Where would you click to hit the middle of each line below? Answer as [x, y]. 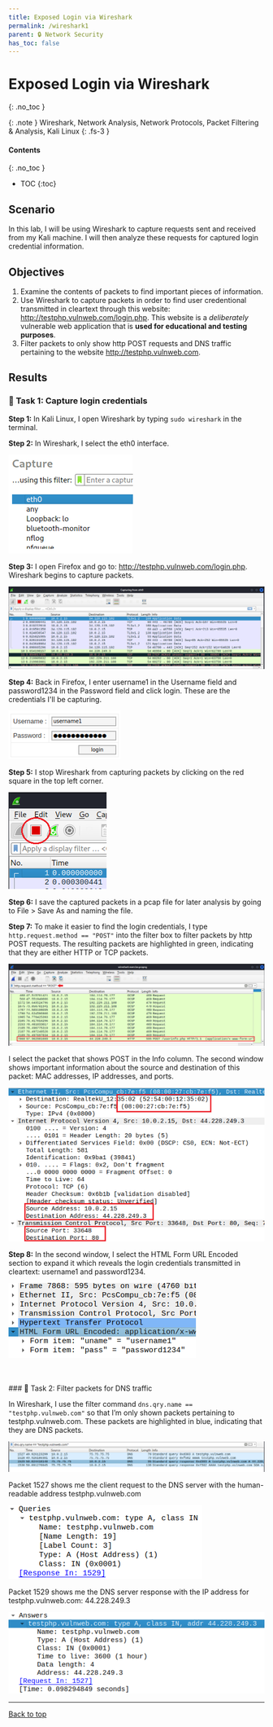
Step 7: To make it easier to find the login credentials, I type [108, 926]
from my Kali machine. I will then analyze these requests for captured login [133, 238]
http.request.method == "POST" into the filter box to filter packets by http [130, 935]
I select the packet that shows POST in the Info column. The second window [136, 1058]
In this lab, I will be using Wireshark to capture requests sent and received [132, 229]
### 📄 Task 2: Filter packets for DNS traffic [80, 1388]
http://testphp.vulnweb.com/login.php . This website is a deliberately [134, 318]
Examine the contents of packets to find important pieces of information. [142, 292]
